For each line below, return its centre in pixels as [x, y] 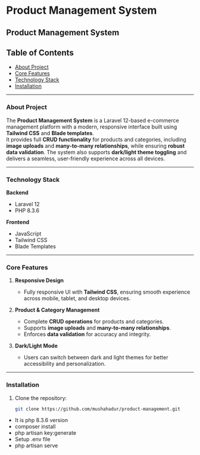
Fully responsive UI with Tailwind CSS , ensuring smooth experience [107, 292]
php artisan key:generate [46, 433]
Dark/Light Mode [36, 346]
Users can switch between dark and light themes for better [96, 358]
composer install [35, 427]
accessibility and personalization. [65, 364]
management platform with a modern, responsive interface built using [92, 127]
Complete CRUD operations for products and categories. [94, 322]
